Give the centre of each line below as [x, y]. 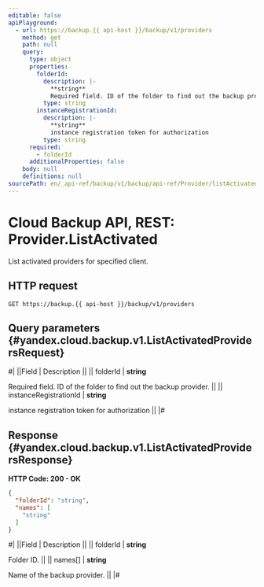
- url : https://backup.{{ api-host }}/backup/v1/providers [114, 30]
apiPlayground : [33, 23]
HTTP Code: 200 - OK [44, 479]
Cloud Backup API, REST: [92, 222]
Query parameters [54, 328]
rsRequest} [37, 352]
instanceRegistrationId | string [57, 395]
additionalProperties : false [77, 162]
